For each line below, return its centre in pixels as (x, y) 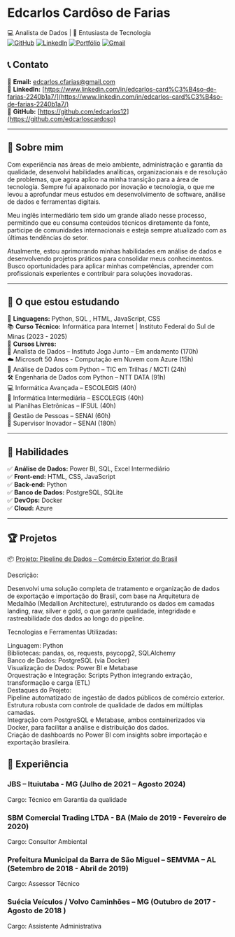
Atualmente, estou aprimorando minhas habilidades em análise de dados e (115, 251)
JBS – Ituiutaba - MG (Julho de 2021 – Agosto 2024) (97, 784)
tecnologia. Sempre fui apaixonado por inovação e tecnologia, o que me (111, 186)
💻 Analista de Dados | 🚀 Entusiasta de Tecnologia (79, 32)
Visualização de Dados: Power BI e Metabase (73, 668)
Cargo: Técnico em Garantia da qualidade (67, 799)
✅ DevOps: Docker (35, 500)
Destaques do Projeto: (40, 690)
